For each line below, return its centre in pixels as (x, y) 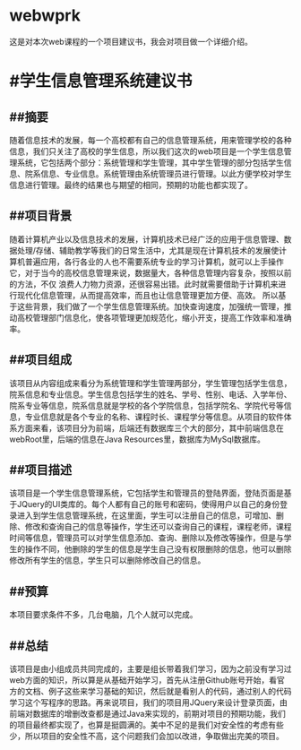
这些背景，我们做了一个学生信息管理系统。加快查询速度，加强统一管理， (150, 306)
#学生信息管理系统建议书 (101, 81)
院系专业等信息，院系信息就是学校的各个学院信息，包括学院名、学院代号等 (146, 405)
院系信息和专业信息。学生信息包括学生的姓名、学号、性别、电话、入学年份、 (150, 394)
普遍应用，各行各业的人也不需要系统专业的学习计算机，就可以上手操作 (154, 262)
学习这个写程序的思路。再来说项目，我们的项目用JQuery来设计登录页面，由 (149, 703)
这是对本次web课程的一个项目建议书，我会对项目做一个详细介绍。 (131, 41)
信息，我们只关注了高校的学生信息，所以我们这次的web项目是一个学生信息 (146, 151)
